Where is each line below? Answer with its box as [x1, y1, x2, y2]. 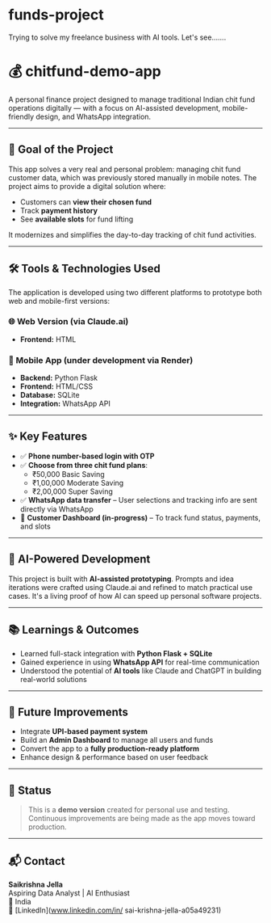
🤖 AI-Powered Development [8, 552, 151, 567]
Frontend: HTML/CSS [19, 381, 94, 391]
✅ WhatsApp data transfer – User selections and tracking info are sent [19, 495, 257, 504]
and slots [19, 521, 51, 531]
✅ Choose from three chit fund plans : [19, 460, 148, 470]
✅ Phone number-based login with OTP [19, 451, 155, 461]
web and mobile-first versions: [8, 296, 110, 306]
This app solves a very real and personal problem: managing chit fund [8, 164, 241, 174]
